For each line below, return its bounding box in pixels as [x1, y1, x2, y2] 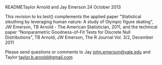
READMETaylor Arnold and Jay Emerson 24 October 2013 [5, 4, 121, 10]
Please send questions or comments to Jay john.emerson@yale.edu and [5, 49, 151, 55]
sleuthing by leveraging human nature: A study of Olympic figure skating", [5, 19, 154, 24]
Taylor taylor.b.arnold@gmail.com [5, 54, 73, 60]
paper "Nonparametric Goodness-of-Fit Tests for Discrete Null [5, 29, 131, 35]
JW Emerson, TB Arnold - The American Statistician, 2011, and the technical [5, 24, 158, 30]
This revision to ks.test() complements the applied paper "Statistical [5, 14, 142, 19]
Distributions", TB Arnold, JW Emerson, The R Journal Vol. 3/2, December [5, 34, 154, 40]
